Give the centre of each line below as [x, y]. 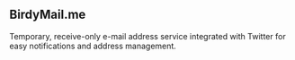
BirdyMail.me [48, 15]
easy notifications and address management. [93, 46]
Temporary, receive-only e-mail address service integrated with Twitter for [147, 36]
